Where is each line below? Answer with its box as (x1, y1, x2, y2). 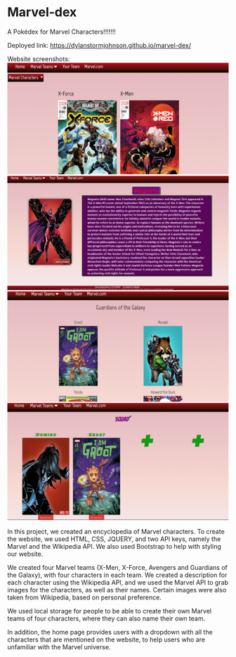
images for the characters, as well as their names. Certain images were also (7, 585, 227, 594)
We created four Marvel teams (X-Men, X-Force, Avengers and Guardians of (7, 563, 228, 571)
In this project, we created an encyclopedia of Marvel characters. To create (7, 527, 225, 535)
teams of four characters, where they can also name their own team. (7, 614, 206, 623)
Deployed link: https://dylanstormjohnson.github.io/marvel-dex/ (7, 41, 192, 49)
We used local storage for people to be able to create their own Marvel (7, 606, 212, 615)
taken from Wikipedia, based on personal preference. (7, 593, 162, 601)
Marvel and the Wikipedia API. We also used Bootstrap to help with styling (7, 542, 221, 550)
